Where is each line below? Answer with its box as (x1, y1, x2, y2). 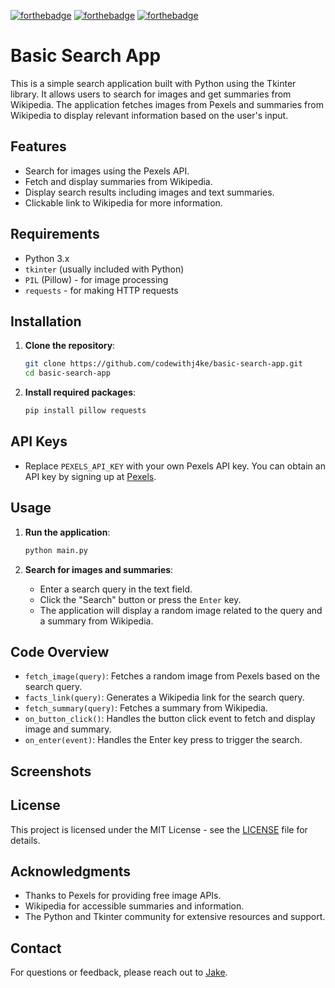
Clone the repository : (24, 340, 116, 352)
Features (10, 138, 67, 155)
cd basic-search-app (24, 368, 111, 379)
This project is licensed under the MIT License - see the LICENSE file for (10, 823, 308, 835)
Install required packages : (24, 386, 137, 399)
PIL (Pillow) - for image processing (24, 273, 169, 285)
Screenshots (10, 763, 92, 780)
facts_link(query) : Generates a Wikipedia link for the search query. (24, 691, 305, 704)
